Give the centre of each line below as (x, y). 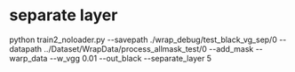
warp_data (28, 58)
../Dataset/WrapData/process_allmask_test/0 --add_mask (149, 48)
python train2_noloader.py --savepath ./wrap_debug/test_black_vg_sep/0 (143, 40)
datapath (26, 48)
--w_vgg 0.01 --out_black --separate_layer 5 (130, 58)
